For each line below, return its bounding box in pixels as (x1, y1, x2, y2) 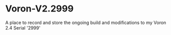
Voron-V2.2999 (5, 3, 74, 14)
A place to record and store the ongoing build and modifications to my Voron (5, 19, 166, 25)
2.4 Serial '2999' (5, 24, 41, 30)
